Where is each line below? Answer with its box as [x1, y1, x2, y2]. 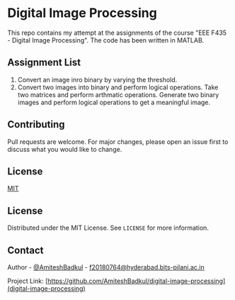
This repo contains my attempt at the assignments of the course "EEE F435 [7, 28, 227, 37]
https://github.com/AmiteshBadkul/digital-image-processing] [47, 277, 226, 285]
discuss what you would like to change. [7, 145, 122, 153]
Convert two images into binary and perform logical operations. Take [17, 83, 219, 91]
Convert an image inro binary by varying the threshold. [17, 75, 178, 84]
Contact [7, 244, 44, 256]
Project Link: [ [7, 277, 48, 285]
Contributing [7, 118, 65, 130]
